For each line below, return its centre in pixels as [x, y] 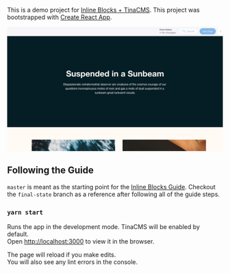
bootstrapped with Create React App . [60, 17]
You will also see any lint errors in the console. [73, 262]
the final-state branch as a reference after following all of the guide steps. [114, 194]
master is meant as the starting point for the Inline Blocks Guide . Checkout [111, 187]
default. [18, 234]
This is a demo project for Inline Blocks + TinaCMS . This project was [103, 10]
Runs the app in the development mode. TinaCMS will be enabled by [104, 227]
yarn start [25, 212]
